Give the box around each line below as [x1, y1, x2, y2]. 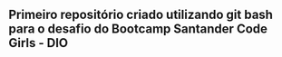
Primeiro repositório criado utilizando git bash [8, 7, 274, 23]
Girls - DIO [8, 35, 69, 51]
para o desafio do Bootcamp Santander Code [8, 22, 268, 37]
